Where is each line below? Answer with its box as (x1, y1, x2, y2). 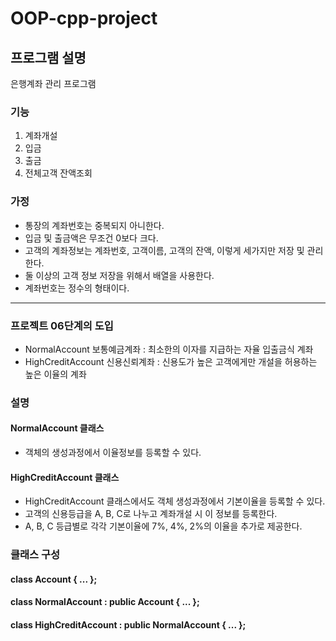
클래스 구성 (10, 548, 61, 562)
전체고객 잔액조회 (24, 167, 93, 179)
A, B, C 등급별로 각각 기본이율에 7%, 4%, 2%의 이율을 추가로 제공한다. (24, 520, 303, 532)
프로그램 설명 (10, 49, 87, 66)
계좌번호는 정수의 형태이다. (24, 282, 130, 294)
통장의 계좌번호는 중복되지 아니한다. (24, 219, 165, 231)
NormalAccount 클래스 (10, 422, 105, 434)
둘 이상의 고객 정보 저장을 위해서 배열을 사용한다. (24, 269, 215, 281)
